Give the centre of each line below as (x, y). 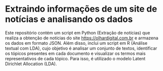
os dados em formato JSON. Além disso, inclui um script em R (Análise (76, 43)
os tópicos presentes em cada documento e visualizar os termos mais (75, 53)
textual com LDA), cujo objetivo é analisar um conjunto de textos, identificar (81, 48)
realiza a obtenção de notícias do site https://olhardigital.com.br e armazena (82, 38)
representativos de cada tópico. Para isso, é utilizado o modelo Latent (75, 58)
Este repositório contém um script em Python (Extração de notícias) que (78, 33)
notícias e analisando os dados (69, 19)
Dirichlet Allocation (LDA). (31, 64)
